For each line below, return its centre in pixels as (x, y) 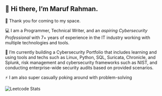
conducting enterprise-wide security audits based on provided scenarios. (79, 67)
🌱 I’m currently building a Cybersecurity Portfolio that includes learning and (81, 52)
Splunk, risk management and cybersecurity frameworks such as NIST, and (81, 62)
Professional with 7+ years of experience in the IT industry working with (78, 38)
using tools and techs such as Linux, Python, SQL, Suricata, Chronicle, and (80, 57)
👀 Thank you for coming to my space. (43, 20)
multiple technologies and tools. (37, 42)
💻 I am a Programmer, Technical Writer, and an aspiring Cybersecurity (76, 30)
